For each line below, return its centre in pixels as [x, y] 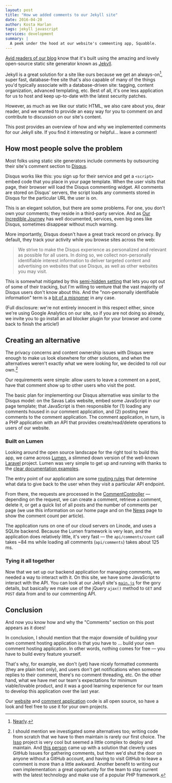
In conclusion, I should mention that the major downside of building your [81, 638]
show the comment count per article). [45, 516]
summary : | [17, 39]
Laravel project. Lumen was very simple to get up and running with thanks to [86, 463]
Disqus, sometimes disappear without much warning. [61, 224]
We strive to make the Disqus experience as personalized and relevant [92, 250]
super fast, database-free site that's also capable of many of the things [80, 80]
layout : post [19, 10]
